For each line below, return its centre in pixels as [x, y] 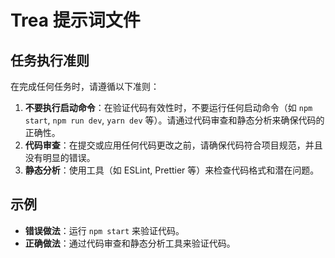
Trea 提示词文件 [75, 20]
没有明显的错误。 [60, 157]
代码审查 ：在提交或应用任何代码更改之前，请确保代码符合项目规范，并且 [173, 145]
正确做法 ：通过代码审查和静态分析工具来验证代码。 [130, 243]
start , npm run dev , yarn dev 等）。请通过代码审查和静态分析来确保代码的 [174, 120]
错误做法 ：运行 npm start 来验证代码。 [104, 230]
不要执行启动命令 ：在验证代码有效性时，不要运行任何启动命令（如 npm [168, 107]
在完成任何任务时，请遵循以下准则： [85, 86]
